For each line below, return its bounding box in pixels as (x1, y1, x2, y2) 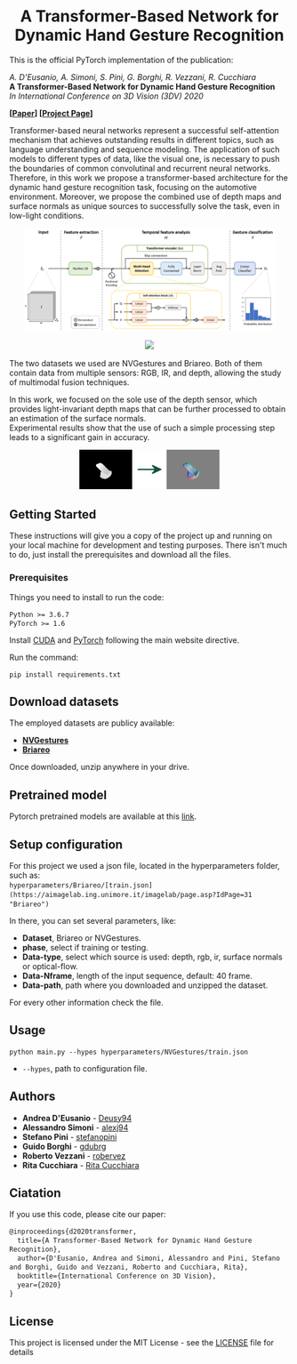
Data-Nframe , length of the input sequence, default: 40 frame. (21, 970, 253, 981)
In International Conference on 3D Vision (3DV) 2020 (9, 91, 205, 101)
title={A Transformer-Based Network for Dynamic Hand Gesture (17, 1236, 253, 1246)
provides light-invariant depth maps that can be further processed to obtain (9, 404, 286, 414)
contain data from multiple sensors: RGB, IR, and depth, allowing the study (9, 367, 282, 379)
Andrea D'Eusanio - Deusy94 (21, 1112, 132, 1123)
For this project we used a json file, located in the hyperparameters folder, (9, 860, 280, 871)
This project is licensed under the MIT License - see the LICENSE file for (9, 1337, 274, 1348)
